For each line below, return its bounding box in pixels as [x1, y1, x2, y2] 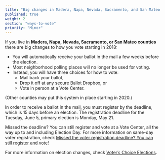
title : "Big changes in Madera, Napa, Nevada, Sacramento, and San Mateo [5, 7, 161, 12]
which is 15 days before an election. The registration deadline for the [5, 109, 145, 116]
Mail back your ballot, [19, 75, 64, 81]
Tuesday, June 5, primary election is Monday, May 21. [5, 115, 115, 121]
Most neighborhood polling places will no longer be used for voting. [12, 64, 151, 70]
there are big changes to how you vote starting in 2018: [5, 44, 118, 50]
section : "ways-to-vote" [5, 21, 56, 26]
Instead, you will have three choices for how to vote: [12, 69, 119, 75]
